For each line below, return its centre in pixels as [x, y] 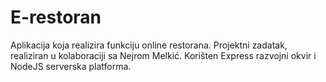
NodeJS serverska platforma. [71, 66]
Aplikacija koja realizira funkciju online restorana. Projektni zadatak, [149, 45]
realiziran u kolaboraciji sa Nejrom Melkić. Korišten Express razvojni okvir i [163, 55]
